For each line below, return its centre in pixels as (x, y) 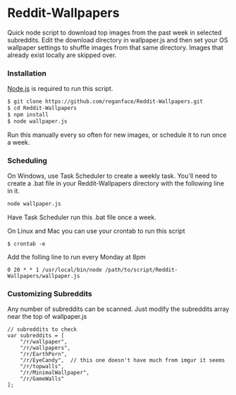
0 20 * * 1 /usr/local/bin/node (55, 269)
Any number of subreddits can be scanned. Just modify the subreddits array (118, 309)
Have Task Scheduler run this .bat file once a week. (82, 217)
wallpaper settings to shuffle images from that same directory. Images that (116, 47)
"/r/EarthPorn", (44, 354)
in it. (13, 191)
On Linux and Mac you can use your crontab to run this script (96, 231)
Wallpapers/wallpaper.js (44, 276)
